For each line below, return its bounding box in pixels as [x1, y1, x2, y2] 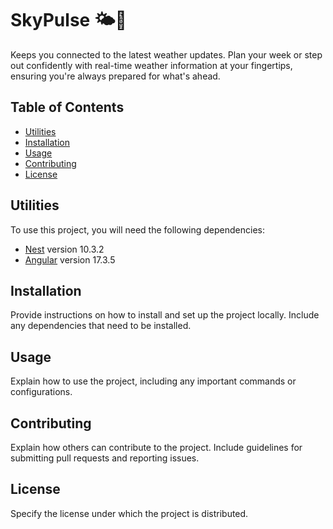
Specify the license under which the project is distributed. [10, 507, 249, 519]
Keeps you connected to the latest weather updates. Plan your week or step [10, 48, 323, 61]
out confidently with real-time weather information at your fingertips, [10, 59, 293, 71]
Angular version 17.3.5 [24, 253, 116, 266]
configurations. [10, 386, 73, 398]
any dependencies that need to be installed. [10, 320, 192, 332]
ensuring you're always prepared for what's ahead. [10, 70, 221, 82]
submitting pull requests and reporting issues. [10, 452, 200, 464]
